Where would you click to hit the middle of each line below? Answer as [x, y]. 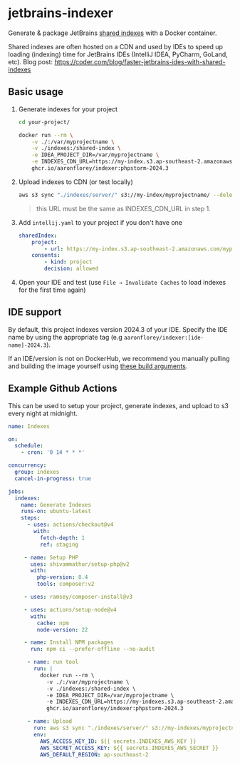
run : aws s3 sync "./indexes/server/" [91, 728]
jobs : [16, 491]
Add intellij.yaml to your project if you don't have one [100, 222]
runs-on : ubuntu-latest [56, 512]
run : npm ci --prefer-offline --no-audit [93, 649]
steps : [31, 518]
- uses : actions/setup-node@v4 [70, 609]
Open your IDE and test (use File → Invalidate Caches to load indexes [122, 282]
